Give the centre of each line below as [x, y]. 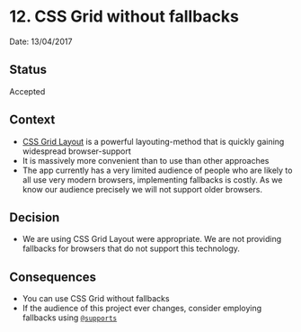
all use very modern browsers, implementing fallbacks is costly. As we [152, 179]
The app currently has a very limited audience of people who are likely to [157, 170]
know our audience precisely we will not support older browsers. [142, 189]
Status [28, 70]
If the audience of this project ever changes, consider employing [142, 309]
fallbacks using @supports [70, 318]
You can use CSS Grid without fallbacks [96, 299]
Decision [35, 217]
